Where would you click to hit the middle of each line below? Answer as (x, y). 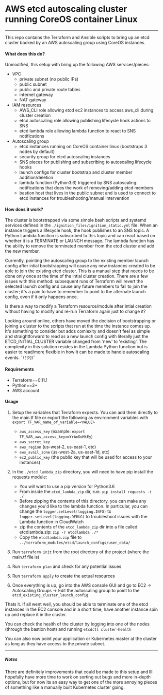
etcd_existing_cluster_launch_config (50, 595)
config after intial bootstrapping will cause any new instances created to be (80, 266)
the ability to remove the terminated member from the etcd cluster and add (80, 246)
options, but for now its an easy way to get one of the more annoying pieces (81, 682)
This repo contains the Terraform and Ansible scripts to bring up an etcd (77, 37)
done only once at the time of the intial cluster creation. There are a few (77, 276)
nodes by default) (37, 151)
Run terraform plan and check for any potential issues (67, 566)
